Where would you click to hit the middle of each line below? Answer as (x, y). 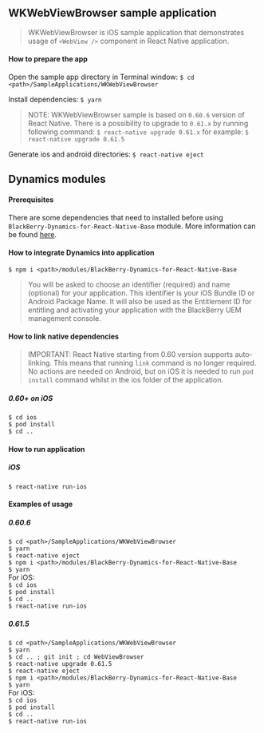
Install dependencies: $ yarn (55, 100)
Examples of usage (41, 504)
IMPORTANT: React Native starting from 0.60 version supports (130, 355)
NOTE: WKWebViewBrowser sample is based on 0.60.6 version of (136, 115)
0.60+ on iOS (31, 398)
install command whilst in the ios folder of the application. (125, 380)
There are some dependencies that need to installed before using (116, 217)
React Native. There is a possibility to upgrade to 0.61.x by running (138, 124)
